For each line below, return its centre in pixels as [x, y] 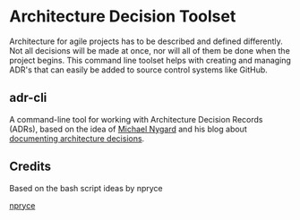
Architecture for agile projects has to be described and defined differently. [146, 41]
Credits [30, 167]
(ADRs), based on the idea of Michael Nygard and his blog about [129, 129]
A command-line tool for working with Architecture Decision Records [136, 119]
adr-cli [28, 98]
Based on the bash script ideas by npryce [86, 188]
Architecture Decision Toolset [123, 17]
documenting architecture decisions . [77, 138]
